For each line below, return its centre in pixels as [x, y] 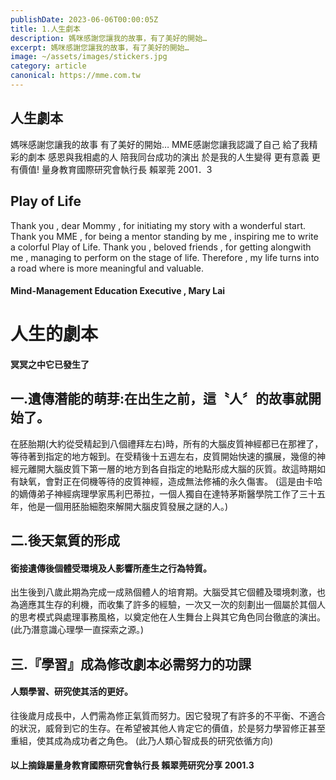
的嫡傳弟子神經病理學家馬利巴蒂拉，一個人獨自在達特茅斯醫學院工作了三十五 [168, 493]
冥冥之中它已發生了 [50, 364]
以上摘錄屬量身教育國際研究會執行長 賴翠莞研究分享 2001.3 [132, 765]
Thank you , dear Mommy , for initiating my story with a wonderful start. [158, 225]
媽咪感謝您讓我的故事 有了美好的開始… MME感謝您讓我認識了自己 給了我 [160, 144]
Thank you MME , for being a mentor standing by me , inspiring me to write [164, 236]
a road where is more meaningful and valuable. [107, 268]
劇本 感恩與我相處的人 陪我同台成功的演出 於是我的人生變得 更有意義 [168, 157]
